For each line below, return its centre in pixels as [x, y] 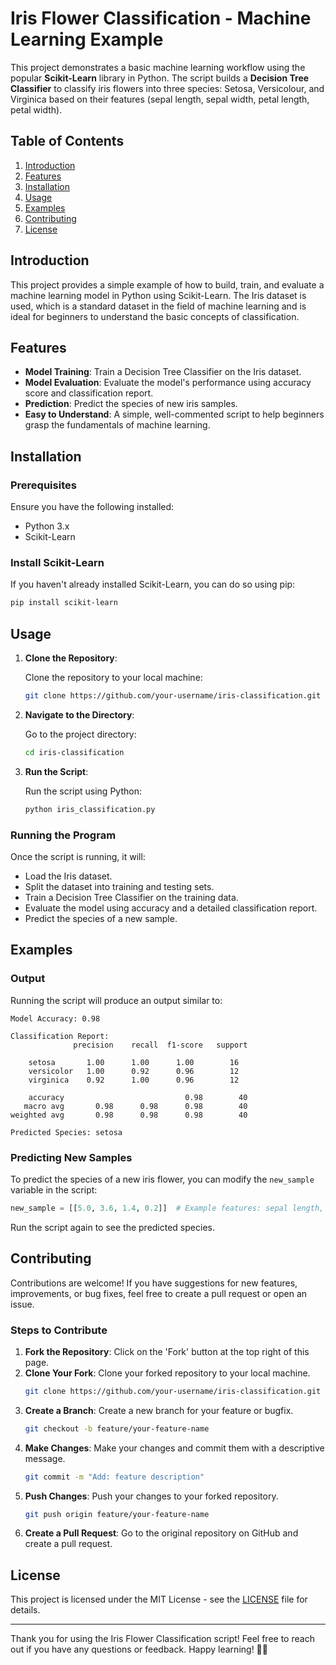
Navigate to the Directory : [79, 714]
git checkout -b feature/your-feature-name [117, 1428]
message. [45, 1458]
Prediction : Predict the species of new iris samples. [131, 404]
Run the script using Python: [83, 791]
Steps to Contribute [59, 1330]
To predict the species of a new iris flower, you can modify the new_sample [162, 1179]
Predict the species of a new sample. [101, 918]
